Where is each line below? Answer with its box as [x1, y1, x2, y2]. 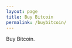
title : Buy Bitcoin [6, 14, 54, 20]
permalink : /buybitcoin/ [6, 19, 67, 25]
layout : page [6, 8, 38, 15]
